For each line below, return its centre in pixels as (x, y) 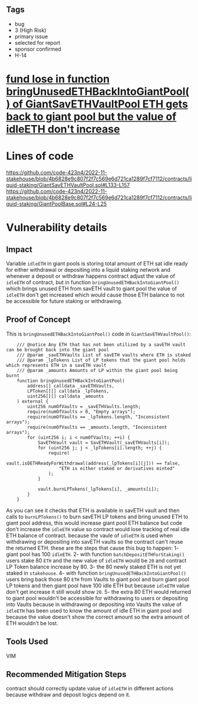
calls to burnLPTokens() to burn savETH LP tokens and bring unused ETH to (97, 517)
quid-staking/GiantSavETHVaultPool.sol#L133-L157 (68, 185)
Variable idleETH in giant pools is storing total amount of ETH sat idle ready (97, 263)
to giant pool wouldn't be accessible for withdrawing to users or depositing (97, 598)
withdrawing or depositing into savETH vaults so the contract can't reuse (95, 541)
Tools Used (27, 642)
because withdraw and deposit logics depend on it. (68, 695)
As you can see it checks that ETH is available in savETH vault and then (93, 510)
